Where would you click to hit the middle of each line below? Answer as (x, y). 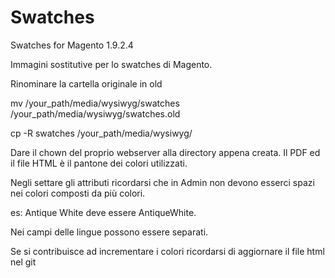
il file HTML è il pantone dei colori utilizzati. (99, 163)
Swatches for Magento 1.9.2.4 (72, 45)
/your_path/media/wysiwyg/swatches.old (95, 113)
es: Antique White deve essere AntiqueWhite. (103, 212)
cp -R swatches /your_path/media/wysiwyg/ (101, 133)
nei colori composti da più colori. (78, 193)
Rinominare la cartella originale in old (86, 83)
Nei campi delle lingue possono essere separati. (109, 232)
